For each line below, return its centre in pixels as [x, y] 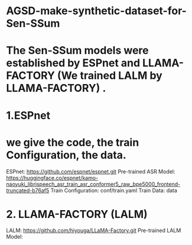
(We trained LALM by [110, 76]
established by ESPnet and [73, 63]
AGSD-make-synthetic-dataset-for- [97, 11]
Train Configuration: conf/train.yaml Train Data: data [114, 190]
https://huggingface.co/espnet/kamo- [52, 178]
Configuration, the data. [66, 155]
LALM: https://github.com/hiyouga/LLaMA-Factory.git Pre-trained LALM [94, 231]
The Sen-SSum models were [77, 51]
